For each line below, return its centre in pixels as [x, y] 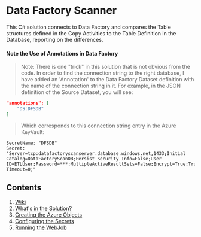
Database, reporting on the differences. [55, 39]
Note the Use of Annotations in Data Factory [62, 53]
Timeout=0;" [21, 169]
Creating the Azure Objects [48, 215]
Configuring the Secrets [44, 221]
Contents [24, 188]
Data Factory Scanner [62, 10]
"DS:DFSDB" [31, 109]
